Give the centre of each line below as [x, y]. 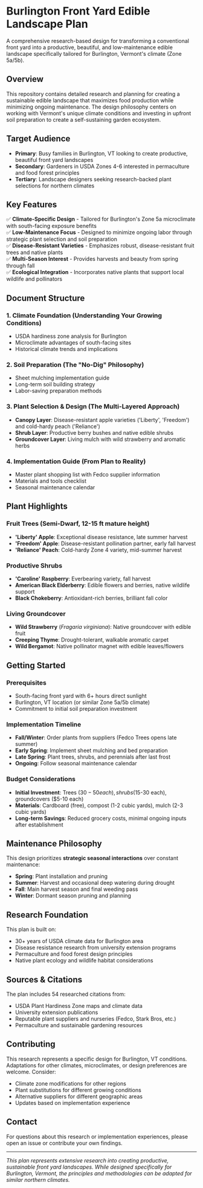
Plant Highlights [37, 507]
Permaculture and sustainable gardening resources [79, 1025]
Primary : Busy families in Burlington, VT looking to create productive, [101, 153]
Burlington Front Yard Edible [78, 11]
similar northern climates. [38, 1180]
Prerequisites [26, 682]
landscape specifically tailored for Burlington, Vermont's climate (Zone [94, 53]
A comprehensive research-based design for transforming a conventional [98, 41]
